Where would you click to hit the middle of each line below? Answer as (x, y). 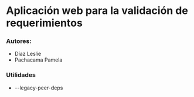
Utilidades (21, 75)
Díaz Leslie (28, 54)
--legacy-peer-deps (39, 88)
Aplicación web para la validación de (97, 11)
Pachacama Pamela (38, 60)
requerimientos (45, 23)
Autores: (19, 41)
